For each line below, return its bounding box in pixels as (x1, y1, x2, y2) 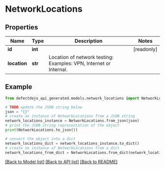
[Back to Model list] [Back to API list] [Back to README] (5, 159, 118, 165)
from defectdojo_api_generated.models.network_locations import (5, 96, 139, 101)
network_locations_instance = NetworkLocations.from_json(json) (5, 118, 139, 123)
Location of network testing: (48, 54, 114, 60)
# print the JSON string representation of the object (5, 123, 120, 128)
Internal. (48, 66, 68, 73)
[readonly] (133, 46, 158, 53)
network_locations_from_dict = (5, 150, 69, 155)
